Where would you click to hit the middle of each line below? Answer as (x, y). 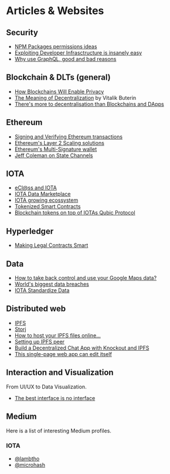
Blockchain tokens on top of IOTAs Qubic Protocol (75, 213)
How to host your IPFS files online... (57, 335)
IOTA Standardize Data (42, 290)
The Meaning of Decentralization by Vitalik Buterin (75, 97)
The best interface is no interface (55, 398)
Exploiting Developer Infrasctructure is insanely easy (78, 53)
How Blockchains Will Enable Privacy (59, 92)
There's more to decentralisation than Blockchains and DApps (89, 104)
